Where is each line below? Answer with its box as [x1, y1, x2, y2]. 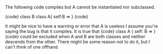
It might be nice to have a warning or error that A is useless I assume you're [5, 23, 158, 29]
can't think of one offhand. [5, 44, 59, 50]
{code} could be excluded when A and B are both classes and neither [5, 34, 146, 39]
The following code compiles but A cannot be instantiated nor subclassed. [5, 4, 156, 10]
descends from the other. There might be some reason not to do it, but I [5, 39, 150, 45]
